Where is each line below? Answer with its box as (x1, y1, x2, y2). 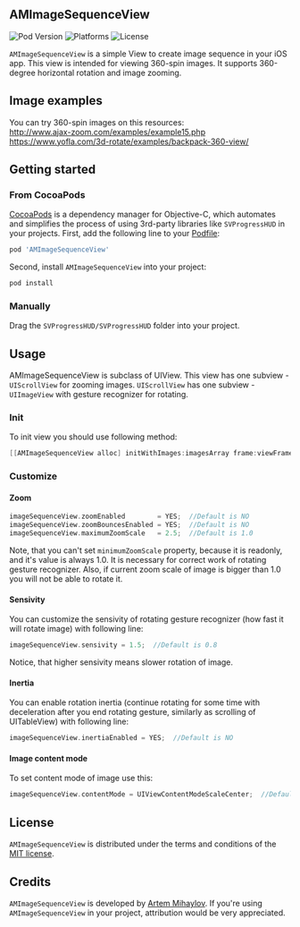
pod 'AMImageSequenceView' (9, 245, 110, 254)
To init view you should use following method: (9, 431, 178, 442)
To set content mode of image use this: (9, 773, 154, 784)
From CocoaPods (9, 188, 86, 200)
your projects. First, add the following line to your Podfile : (9, 228, 221, 239)
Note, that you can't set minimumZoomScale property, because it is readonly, (9, 545, 283, 556)
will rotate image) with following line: (9, 624, 144, 634)
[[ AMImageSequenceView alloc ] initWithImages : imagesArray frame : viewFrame (9, 449, 294, 458)
